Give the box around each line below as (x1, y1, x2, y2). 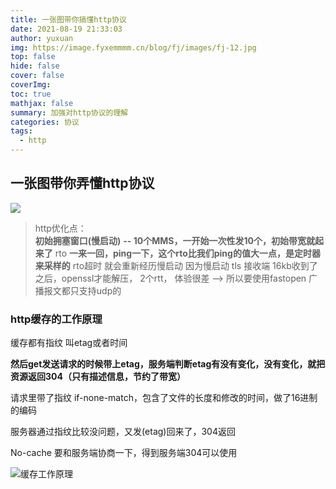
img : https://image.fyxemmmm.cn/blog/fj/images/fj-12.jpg (10, 42, 257, 53)
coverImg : (10, 80, 52, 90)
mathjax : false (10, 98, 74, 108)
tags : (10, 126, 33, 136)
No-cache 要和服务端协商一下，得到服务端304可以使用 (10, 447, 238, 459)
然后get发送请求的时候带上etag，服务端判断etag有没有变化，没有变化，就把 (10, 358, 326, 370)
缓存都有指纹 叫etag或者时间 (10, 337, 128, 349)
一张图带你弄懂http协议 (10, 175, 155, 192)
